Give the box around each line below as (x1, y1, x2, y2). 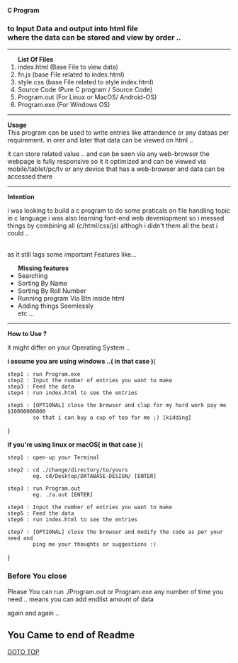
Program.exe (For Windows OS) (17, 101, 110, 109)
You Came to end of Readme (7, 629, 135, 641)
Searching (17, 272, 48, 280)
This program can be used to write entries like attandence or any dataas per (7, 128, 229, 137)
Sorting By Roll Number (17, 286, 86, 295)
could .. (7, 229, 30, 238)
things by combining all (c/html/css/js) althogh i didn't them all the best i (7, 221, 218, 230)
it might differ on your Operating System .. (7, 343, 130, 352)
